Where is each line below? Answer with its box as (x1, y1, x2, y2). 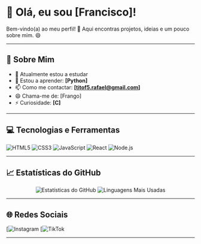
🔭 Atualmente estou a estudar (14, 70, 89, 77)
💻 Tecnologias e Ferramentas (6, 125, 120, 135)
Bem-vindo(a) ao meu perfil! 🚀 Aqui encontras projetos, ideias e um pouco (6, 25, 190, 32)
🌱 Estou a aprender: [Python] (14, 77, 88, 84)
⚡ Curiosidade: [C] (14, 99, 61, 106)
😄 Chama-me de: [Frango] (14, 92, 82, 100)
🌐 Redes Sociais (6, 209, 68, 219)
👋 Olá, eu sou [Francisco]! (6, 5, 136, 19)
